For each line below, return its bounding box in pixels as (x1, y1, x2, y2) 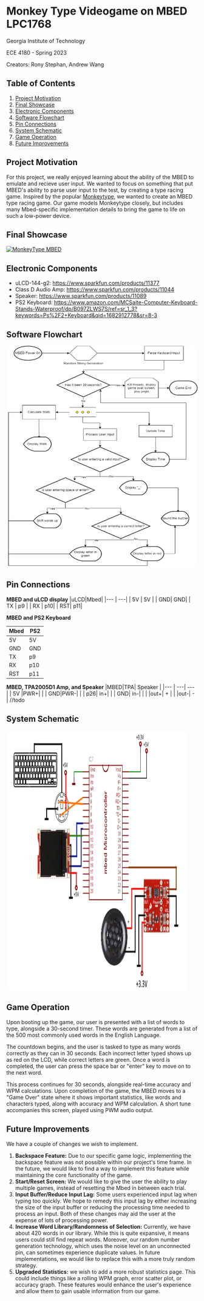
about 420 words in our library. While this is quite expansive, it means (15, 1229, 189, 1237)
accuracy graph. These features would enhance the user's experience (15, 1281, 191, 1288)
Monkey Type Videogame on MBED (6, 4, 188, 18)
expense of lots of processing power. (15, 1216, 109, 1224)
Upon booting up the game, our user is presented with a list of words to (6, 1018, 185, 1025)
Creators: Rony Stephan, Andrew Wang (6, 61, 104, 68)
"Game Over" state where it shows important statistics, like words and (6, 1093, 182, 1101)
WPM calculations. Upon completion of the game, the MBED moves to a (6, 1087, 186, 1094)
